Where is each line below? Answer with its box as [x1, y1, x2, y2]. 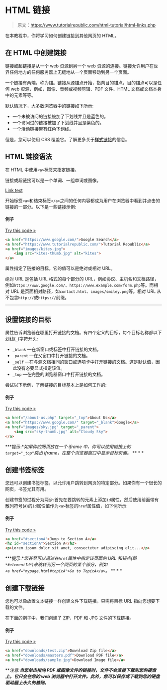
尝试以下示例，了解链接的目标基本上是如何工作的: [5, 382, 107, 388]
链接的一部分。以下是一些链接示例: [5, 204, 77, 210]
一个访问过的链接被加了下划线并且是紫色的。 [12, 119, 104, 125]
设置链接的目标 [5, 315, 51, 324]
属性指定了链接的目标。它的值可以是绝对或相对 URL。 [5, 265, 115, 271]
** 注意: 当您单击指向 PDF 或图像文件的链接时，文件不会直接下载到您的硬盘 [5, 667, 157, 673]
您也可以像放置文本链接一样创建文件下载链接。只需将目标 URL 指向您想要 [5, 598, 156, 604]
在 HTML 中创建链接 [5, 48, 67, 57]
